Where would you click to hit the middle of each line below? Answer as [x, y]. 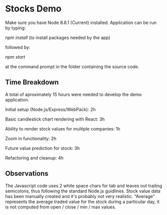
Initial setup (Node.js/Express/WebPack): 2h [50, 109]
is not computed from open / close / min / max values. [61, 207]
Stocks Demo [33, 9]
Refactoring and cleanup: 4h [34, 157]
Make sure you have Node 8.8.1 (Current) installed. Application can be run [81, 22]
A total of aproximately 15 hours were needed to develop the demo [74, 94]
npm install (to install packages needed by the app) [58, 37]
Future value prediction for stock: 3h [42, 148]
